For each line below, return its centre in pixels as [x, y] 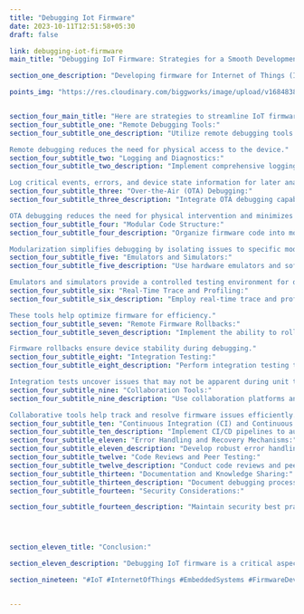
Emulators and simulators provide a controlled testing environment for [149, 283]
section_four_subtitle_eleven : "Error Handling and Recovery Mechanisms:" [153, 440]
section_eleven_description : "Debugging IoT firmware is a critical [141, 564]
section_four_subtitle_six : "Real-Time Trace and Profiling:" [129, 291]
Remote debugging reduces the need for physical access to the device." [149, 149]
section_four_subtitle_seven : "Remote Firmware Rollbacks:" [125, 324]
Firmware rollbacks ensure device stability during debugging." [133, 349]
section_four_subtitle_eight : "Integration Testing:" [113, 357]
